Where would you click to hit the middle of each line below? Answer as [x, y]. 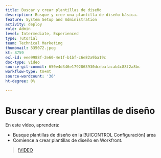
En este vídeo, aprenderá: [32, 125]
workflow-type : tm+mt [28, 72]
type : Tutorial [21, 39]
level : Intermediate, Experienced [42, 34]
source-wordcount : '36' [31, 76]
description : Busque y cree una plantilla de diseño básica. [72, 15]
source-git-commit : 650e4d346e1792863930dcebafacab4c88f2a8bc [73, 67]
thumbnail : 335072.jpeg [31, 48]
